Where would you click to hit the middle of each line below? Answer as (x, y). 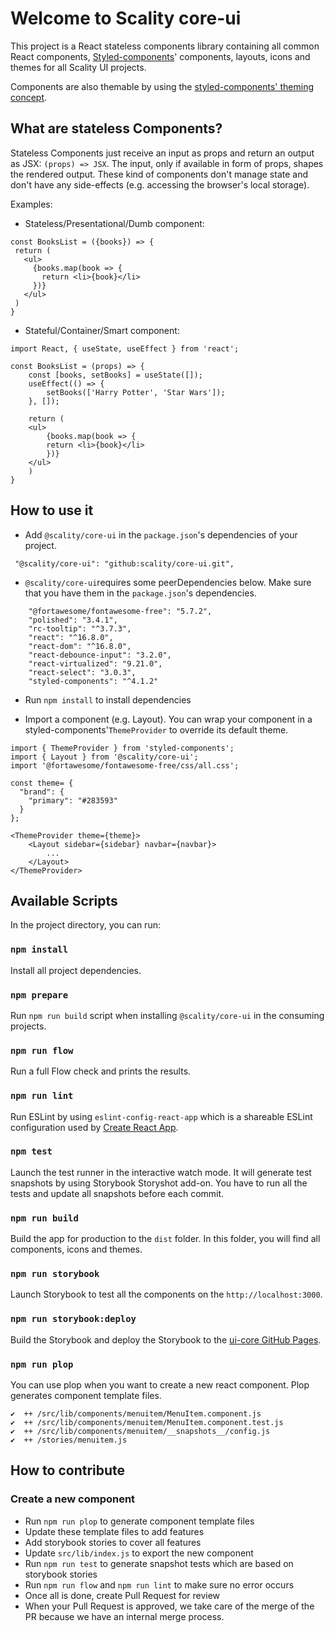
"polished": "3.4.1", (73, 620)
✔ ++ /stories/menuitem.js (69, 1440)
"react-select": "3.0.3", (82, 672)
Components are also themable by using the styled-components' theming (162, 86)
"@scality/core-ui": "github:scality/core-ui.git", (124, 563)
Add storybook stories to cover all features (113, 1542)
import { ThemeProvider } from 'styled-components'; (122, 748)
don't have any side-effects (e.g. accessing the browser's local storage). (160, 184)
